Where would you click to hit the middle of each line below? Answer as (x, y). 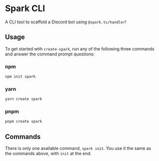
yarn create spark (24, 99)
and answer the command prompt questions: (50, 54)
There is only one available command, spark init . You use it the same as (78, 148)
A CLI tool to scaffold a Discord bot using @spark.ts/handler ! (66, 22)
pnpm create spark (24, 122)
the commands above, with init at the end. (48, 154)
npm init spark (20, 77)
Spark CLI (25, 8)
